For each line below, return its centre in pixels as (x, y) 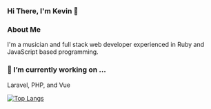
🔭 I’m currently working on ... (57, 70)
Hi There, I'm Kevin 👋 (43, 11)
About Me (24, 29)
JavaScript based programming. (53, 52)
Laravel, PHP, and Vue (39, 85)
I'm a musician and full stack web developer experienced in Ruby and (106, 45)
